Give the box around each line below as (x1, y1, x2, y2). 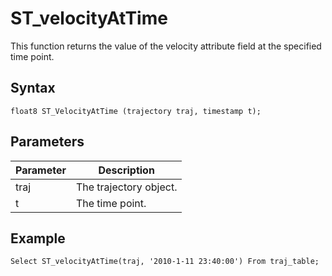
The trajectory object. (75, 180, 178, 194)
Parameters (10, 133, 85, 151)
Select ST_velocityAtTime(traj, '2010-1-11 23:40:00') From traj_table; (10, 257, 320, 267)
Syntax (10, 80, 56, 97)
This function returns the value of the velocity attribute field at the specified (10, 40, 322, 52)
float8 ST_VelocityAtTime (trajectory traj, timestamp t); (10, 106, 262, 116)
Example (10, 230, 66, 247)
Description (98, 163, 155, 177)
